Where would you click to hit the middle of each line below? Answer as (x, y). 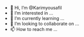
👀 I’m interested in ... (32, 13)
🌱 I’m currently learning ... (37, 18)
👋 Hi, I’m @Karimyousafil (36, 8)
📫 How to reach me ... (34, 29)
